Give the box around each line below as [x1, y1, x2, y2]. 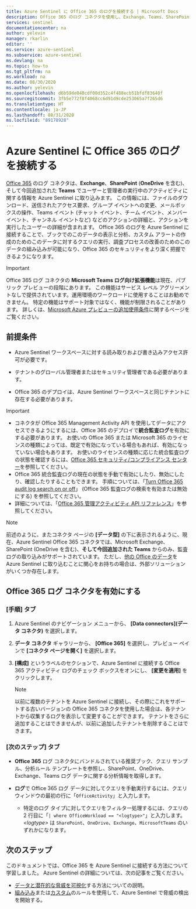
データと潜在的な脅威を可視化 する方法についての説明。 [14, 881, 148, 889]
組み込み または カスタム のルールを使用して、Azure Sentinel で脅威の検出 [14, 889, 189, 896]
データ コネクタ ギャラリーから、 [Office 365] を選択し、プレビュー [14, 640, 178, 647]
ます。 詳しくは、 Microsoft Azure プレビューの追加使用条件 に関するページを [6, 306, 190, 313]
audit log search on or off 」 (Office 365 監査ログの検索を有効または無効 [14, 485, 188, 492]
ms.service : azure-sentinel [6, 47, 75, 53]
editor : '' [6, 42, 33, 47]
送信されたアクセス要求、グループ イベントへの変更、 [31, 201, 160, 209]
